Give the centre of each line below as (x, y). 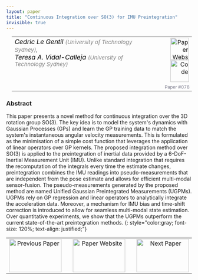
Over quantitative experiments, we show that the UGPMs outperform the (94, 216)
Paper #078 (177, 87)
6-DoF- (177, 154)
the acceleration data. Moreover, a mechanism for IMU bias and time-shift (96, 204)
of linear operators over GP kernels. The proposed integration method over (97, 147)
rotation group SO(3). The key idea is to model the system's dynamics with (97, 123)
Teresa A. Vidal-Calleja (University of (69, 57)
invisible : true (26, 22)
